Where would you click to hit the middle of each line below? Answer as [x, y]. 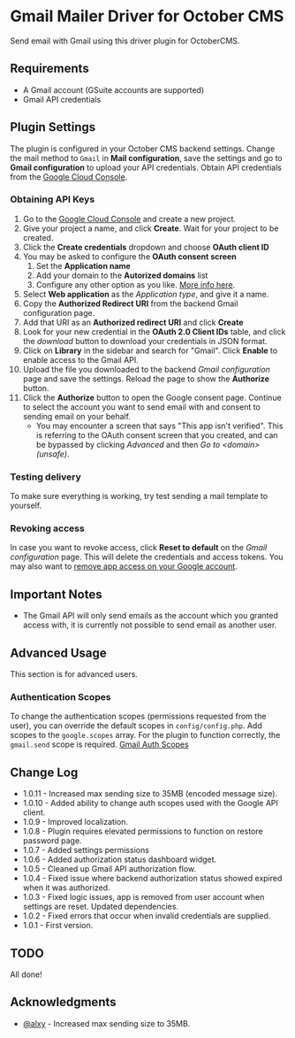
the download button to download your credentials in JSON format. [145, 341]
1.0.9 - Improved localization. [76, 822]
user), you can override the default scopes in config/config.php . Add [136, 726]
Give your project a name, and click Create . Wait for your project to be [151, 228]
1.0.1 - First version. [58, 926]
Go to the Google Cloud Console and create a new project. [129, 219]
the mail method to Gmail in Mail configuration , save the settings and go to [146, 158]
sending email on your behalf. [77, 416]
